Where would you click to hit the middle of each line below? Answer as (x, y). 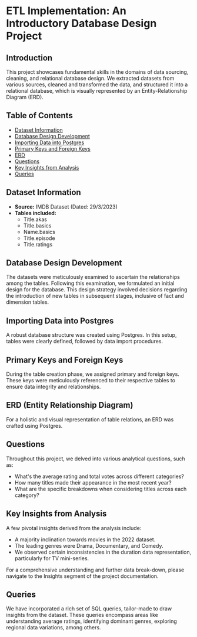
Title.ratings (38, 244)
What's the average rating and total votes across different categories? (99, 476)
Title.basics (37, 225)
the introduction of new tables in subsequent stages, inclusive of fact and (95, 296)
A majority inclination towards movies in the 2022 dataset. (85, 539)
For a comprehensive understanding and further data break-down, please (95, 570)
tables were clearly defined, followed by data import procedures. (85, 342)
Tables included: (36, 213)
